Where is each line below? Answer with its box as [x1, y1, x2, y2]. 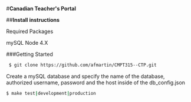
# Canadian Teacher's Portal [6, 5, 77, 12]
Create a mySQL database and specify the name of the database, [6, 73, 165, 80]
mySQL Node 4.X [6, 40, 48, 46]
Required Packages [6, 28, 54, 35]
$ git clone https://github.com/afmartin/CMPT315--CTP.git [8, 62, 157, 68]
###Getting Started [6, 51, 53, 58]
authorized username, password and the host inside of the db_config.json [6, 79, 186, 86]
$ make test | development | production [6, 90, 96, 96]
